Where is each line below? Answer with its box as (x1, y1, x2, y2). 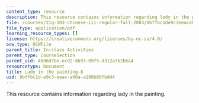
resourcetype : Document (6, 63, 65, 69)
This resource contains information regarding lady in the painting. (6, 91, 166, 98)
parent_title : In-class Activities (6, 47, 94, 53)
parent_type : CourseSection (6, 52, 76, 58)
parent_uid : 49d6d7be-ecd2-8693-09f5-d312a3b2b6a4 (6, 58, 134, 64)
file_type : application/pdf (6, 25, 76, 31)
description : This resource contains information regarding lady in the (6, 14, 190, 20)
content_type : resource (6, 8, 65, 15)
